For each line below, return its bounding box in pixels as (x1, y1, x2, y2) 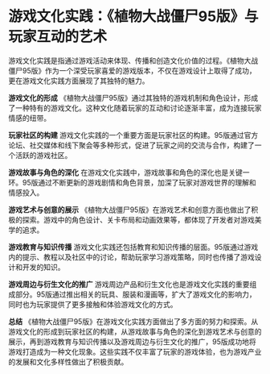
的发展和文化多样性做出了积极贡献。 (8, 356, 129, 367)
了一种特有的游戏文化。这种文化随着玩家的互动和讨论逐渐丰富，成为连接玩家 (8, 102, 262, 113)
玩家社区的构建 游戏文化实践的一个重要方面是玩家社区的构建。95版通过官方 (8, 130, 259, 139)
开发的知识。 (22, 262, 65, 272)
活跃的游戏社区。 (14, 150, 72, 160)
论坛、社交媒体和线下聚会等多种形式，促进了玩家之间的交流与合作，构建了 (8, 140, 255, 150)
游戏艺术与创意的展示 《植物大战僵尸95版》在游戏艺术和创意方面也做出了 (8, 205, 252, 214)
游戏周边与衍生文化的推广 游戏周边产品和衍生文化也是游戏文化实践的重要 (8, 279, 250, 289)
